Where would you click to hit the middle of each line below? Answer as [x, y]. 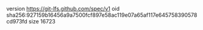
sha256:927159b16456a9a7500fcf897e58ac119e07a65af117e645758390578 [102, 15]
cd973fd [17, 21]
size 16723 [42, 21]
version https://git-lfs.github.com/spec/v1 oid [63, 9]
